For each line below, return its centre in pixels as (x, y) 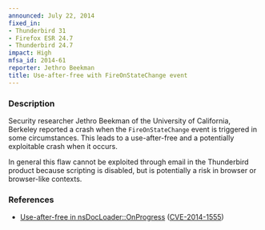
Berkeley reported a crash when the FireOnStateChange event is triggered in (133, 129)
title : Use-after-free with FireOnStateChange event (98, 75)
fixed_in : (25, 23)
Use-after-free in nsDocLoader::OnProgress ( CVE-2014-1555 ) (122, 217)
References (31, 200)
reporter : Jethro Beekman (51, 68)
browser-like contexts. (45, 179)
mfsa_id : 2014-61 (37, 61)
